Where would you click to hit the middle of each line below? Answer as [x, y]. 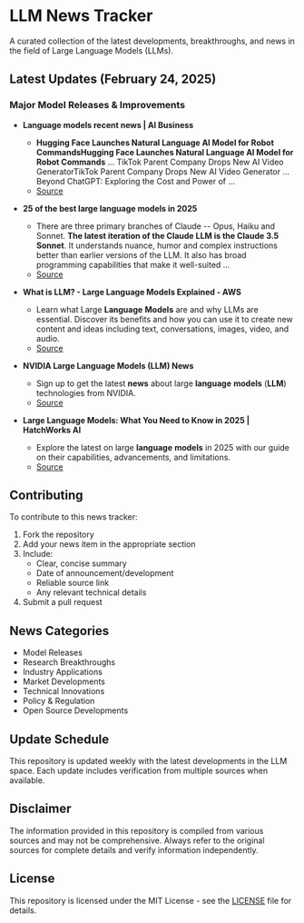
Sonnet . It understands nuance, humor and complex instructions [157, 245]
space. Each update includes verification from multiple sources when [139, 771]
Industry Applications [62, 672]
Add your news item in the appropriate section [109, 544]
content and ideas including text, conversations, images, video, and [162, 329]
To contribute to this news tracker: [74, 517]
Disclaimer [40, 809]
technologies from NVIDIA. [86, 392]
